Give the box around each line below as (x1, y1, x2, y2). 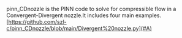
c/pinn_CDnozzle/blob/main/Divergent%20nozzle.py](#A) (6, 25, 152, 32)
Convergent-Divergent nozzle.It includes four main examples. (6, 12, 161, 19)
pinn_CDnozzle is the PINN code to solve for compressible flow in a (6, 6, 176, 12)
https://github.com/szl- (8, 18, 67, 25)
